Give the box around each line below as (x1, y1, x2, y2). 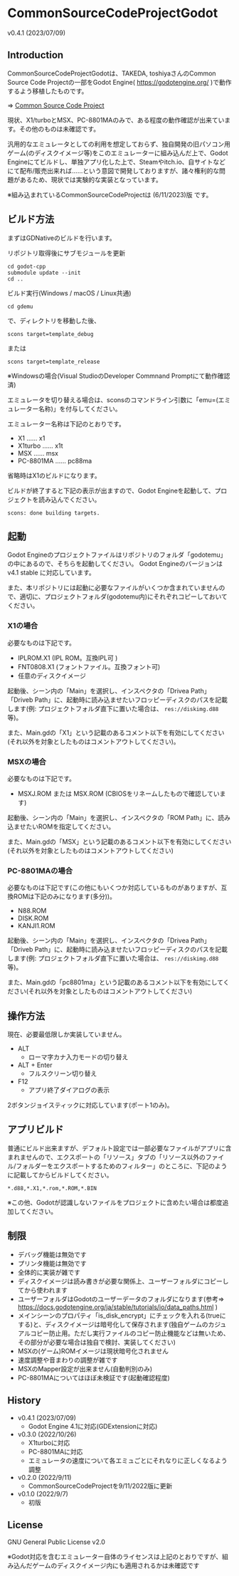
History (7, 1394, 41, 1407)
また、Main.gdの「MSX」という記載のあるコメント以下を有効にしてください (7, 837, 232, 846)
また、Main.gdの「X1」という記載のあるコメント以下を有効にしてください (7, 728, 225, 737)
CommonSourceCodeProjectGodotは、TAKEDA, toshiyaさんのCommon (7, 69, 216, 78)
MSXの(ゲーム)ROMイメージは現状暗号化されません (17, 1347, 169, 1355)
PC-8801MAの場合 (7, 866, 73, 876)
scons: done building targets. (7, 509, 100, 517)
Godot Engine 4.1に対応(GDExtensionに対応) (28, 1422, 158, 1430)
